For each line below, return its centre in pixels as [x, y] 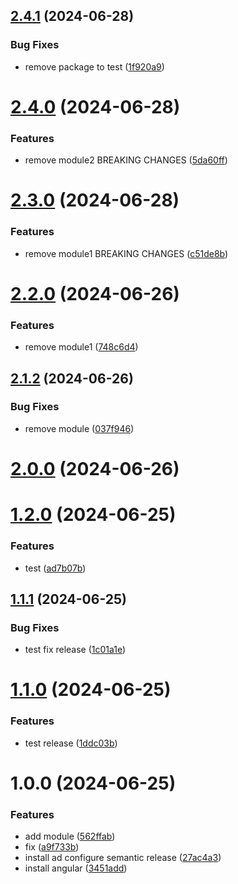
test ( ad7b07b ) [55, 568]
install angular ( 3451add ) [76, 868]
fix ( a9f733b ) [52, 847]
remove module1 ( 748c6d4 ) [81, 347]
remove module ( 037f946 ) [79, 428]
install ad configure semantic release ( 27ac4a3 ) [123, 858]
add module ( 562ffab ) [70, 836]
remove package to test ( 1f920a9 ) [94, 66]
